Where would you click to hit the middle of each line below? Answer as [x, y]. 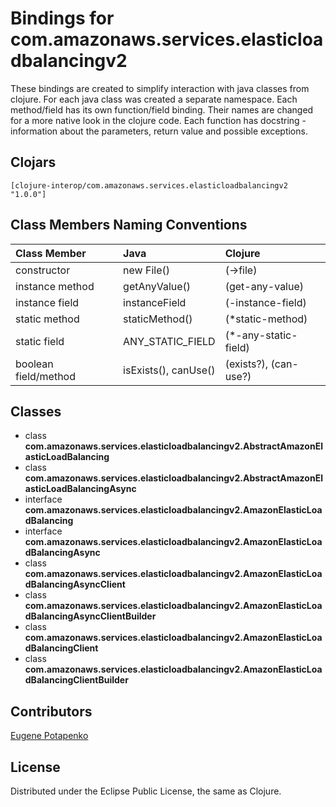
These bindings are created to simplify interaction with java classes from [160, 88]
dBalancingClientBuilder [76, 680]
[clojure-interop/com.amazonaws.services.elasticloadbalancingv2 [149, 185]
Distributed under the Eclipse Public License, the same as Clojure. [146, 791]
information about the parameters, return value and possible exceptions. [159, 131]
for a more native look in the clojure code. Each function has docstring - [158, 120]
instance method [55, 286]
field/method [45, 376]
